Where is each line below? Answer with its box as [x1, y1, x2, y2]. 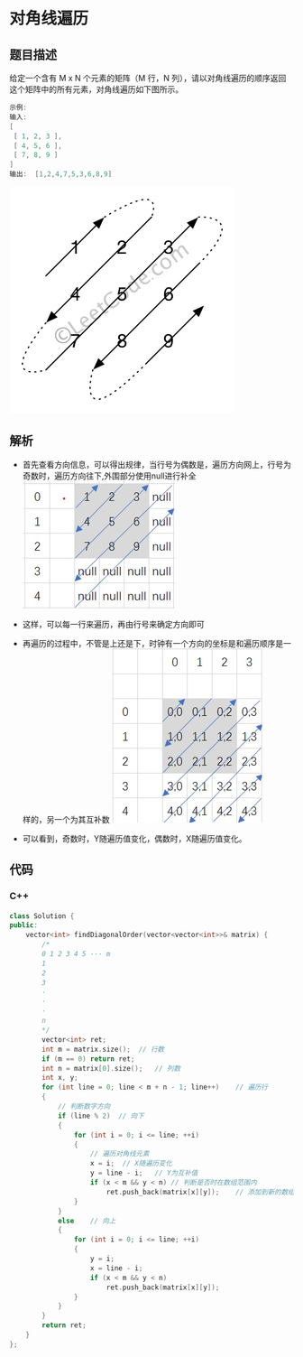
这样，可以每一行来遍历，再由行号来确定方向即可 [22, 618, 205, 629]
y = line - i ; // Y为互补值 [89, 1168, 198, 1178]
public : [9, 921, 39, 930]
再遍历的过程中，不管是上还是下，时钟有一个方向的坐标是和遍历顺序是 [22, 637, 284, 648]
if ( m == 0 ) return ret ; [41, 1054, 135, 1064]
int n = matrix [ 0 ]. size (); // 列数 [41, 1064, 181, 1073]
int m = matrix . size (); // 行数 [41, 1045, 165, 1054]
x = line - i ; [89, 1263, 143, 1273]
